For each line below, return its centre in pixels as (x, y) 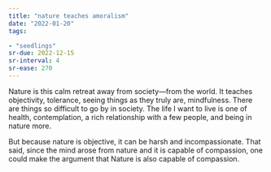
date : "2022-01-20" (42, 24)
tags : (17, 31)
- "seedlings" (33, 45)
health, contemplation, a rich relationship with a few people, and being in (130, 117)
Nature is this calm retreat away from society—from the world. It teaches (131, 91)
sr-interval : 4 (34, 61)
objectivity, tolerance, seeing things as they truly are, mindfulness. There (131, 100)
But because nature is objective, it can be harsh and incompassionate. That (135, 141)
